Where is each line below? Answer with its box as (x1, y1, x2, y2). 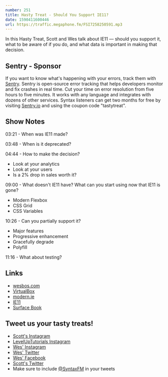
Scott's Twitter (12, 360, 44, 366)
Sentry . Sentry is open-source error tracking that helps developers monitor (5, 81, 163, 87)
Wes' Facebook (12, 354, 46, 361)
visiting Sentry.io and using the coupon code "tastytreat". (5, 103, 127, 109)
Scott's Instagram (12, 333, 50, 339)
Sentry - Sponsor (5, 62, 61, 70)
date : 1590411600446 (5, 17, 50, 22)
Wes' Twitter (12, 349, 40, 355)
